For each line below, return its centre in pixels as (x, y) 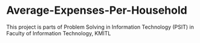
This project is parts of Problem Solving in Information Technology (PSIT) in (100, 27)
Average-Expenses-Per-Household (97, 10)
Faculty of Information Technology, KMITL (59, 33)
